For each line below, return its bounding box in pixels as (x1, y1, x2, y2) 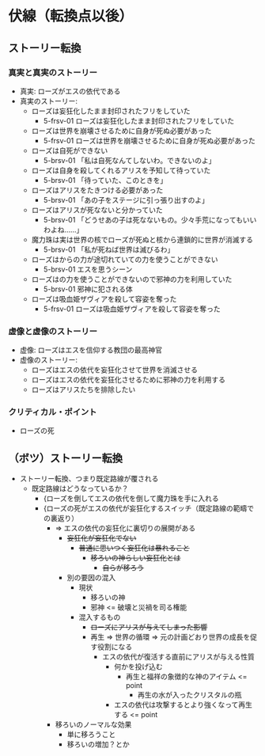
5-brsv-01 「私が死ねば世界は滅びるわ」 (43, 245, 175, 254)
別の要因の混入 (66, 573, 116, 583)
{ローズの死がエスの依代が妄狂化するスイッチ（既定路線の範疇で (43, 503, 255, 513)
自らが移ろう (102, 563, 145, 572)
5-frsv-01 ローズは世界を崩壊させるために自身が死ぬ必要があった (43, 135, 256, 145)
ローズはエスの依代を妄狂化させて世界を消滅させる (31, 365, 198, 374)
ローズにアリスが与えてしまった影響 (90, 622, 208, 632)
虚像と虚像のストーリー (8, 325, 97, 336)
